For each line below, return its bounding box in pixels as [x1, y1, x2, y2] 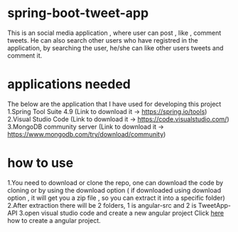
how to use [7, 155, 74, 172]
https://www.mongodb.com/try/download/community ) [7, 130, 166, 138]
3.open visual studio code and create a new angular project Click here [18, 209, 225, 217]
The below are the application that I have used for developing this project [7, 100, 222, 108]
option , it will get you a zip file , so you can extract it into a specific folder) [7, 194, 225, 202]
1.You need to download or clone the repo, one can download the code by [7, 178, 224, 186]
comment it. [7, 51, 43, 60]
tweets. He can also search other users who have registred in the [7, 36, 198, 44]
